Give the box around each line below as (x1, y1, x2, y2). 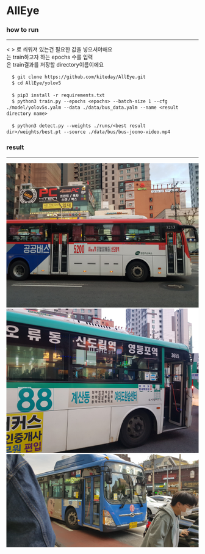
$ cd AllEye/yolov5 (12, 80, 62, 86)
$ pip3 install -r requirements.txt (12, 92, 105, 98)
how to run (6, 26, 39, 34)
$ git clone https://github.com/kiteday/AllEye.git (12, 74, 146, 80)
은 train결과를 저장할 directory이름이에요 (6, 61, 104, 68)
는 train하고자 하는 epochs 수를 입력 (6, 53, 93, 61)
